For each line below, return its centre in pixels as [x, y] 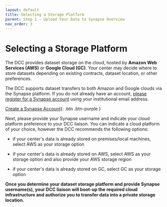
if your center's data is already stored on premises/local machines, [81, 139]
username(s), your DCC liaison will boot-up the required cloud [71, 189]
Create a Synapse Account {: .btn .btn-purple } [53, 109]
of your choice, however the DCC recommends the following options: [77, 129]
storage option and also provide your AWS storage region [72, 159]
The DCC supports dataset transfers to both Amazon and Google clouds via [83, 88]
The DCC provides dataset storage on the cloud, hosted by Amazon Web [81, 63]
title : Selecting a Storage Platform [45, 15]
